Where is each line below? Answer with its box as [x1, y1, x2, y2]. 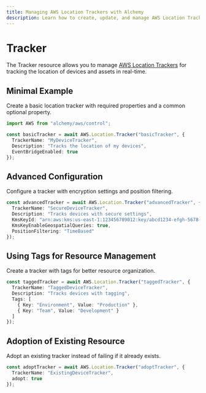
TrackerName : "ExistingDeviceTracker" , [12, 370, 114, 376]
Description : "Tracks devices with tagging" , [12, 290, 131, 297]
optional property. [6, 109, 52, 116]
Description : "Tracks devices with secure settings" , [12, 211, 152, 217]
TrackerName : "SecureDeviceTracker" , [12, 205, 109, 212]
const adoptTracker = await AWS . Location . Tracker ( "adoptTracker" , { [6, 364, 185, 370]
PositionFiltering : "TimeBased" [12, 228, 95, 234]
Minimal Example [6, 85, 74, 96]
